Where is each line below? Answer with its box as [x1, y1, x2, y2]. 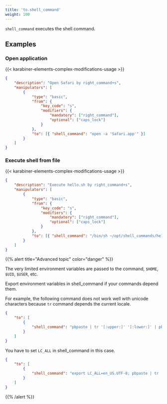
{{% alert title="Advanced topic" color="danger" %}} [5, 256, 113, 262]
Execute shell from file [5, 157, 61, 164]
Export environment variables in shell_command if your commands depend [5, 281, 159, 287]
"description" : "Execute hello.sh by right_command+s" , [14, 183, 133, 188]
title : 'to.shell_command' [5, 7, 61, 12]
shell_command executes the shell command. [5, 25, 95, 31]
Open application [5, 55, 48, 62]
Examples [5, 40, 36, 48]
